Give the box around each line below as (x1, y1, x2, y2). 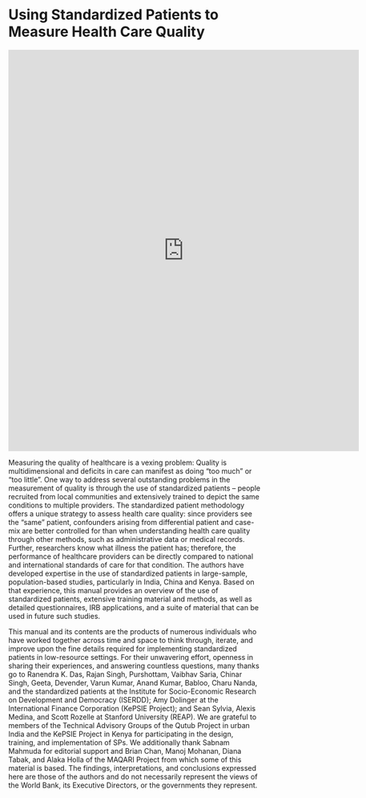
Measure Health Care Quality (8, 22, 206, 41)
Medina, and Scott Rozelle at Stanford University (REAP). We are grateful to (8, 712, 257, 722)
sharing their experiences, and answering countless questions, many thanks (8, 661, 260, 670)
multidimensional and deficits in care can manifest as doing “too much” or (8, 466, 252, 475)
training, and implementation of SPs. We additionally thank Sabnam (8, 737, 230, 747)
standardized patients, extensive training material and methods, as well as (8, 594, 252, 604)
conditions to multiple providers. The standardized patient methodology (8, 500, 245, 510)
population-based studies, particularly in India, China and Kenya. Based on (8, 576, 255, 587)
